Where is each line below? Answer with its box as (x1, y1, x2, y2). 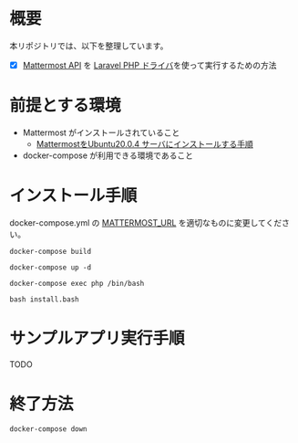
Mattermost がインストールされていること (22, 127, 180, 138)
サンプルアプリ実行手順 (9, 328, 185, 349)
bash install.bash (9, 294, 79, 304)
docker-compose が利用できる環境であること (22, 150, 194, 161)
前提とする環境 (9, 95, 121, 116)
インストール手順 (9, 185, 138, 206)
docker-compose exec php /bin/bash (9, 279, 145, 288)
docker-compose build (9, 247, 92, 256)
